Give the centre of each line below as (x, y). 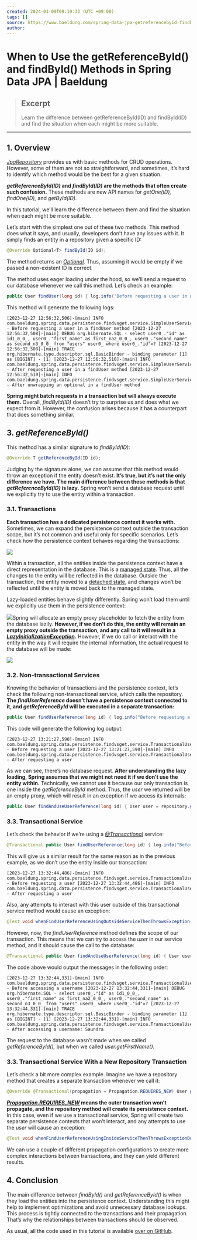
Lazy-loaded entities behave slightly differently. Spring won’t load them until (98, 599)
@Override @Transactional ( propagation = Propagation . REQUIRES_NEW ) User (97, 1092)
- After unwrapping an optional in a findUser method (74, 385)
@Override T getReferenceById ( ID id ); (54, 458)
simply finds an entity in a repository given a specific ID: (74, 240)
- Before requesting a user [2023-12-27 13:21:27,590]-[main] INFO (91, 749)
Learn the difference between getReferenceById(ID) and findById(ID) (104, 117)
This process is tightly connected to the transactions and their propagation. (97, 1213)
